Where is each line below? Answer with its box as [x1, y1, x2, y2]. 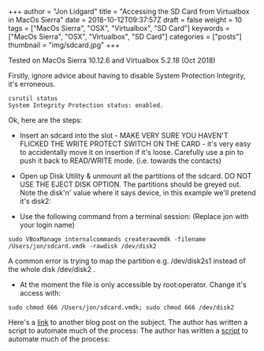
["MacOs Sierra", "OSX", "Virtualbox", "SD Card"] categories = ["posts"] [8, 32, 242, 41]
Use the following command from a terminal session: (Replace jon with [19, 212, 249, 221]
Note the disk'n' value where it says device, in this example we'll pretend [19, 188, 256, 197]
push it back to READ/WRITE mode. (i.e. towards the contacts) [19, 156, 222, 165]
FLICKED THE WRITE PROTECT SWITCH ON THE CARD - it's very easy [19, 139, 251, 149]
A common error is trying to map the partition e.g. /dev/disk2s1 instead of [8, 256, 246, 266]
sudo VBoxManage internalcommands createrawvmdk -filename [8, 236, 206, 243]
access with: [19, 289, 61, 297]
